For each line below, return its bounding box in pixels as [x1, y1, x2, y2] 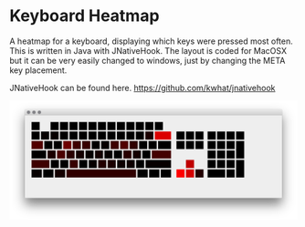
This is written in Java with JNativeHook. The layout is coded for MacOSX [9, 45, 288, 56]
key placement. [9, 65, 68, 76]
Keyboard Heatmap [9, 5, 160, 26]
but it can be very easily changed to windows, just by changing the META [9, 55, 286, 66]
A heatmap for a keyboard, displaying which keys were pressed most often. [9, 36, 294, 46]
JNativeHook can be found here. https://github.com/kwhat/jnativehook [9, 82, 276, 93]
